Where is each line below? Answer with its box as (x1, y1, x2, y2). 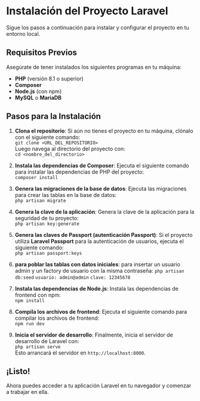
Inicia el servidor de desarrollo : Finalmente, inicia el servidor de (14, 331, 173, 338)
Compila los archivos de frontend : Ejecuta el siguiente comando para (14, 308, 187, 315)
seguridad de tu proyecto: (14, 214, 79, 221)
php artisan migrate (14, 198, 66, 203)
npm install (14, 297, 45, 304)
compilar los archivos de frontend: (14, 314, 100, 322)
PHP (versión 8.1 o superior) (14, 75, 84, 82)
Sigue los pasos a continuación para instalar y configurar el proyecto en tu (6, 24, 189, 31)
